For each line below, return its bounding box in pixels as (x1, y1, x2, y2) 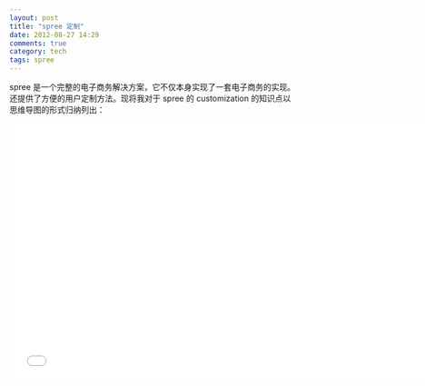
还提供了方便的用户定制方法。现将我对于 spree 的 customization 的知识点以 (9, 93, 292, 104)
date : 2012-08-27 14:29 (9, 30, 100, 39)
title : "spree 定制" (9, 22, 84, 31)
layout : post (9, 13, 59, 23)
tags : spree (9, 55, 54, 64)
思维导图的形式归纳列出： (9, 104, 105, 114)
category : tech (9, 47, 67, 56)
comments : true (9, 38, 67, 48)
